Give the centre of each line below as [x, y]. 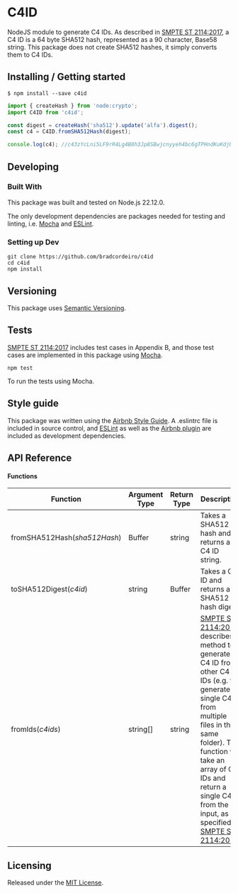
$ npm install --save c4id [47, 93]
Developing [33, 166]
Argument [146, 495]
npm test [20, 368]
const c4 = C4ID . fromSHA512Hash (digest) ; [69, 132]
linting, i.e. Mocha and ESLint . [51, 224]
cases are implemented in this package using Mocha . [85, 355]
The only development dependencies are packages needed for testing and [116, 216]
